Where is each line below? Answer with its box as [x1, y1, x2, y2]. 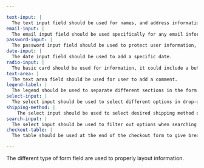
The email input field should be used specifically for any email [12, 31, 183, 37]
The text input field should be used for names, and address [12, 19, 170, 26]
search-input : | [6, 116, 47, 122]
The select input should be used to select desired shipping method [17, 110, 194, 116]
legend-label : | [6, 82, 47, 88]
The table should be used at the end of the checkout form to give [12, 133, 186, 139]
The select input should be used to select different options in [12, 99, 181, 105]
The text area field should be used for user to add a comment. [12, 76, 178, 82]
